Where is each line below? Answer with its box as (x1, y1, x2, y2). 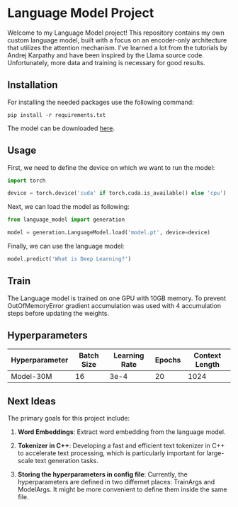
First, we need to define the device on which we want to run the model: (7, 163, 215, 171)
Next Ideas (7, 395, 57, 407)
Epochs (154, 355, 181, 365)
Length (195, 359, 220, 369)
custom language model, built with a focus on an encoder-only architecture (7, 35, 227, 44)
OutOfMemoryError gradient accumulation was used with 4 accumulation (7, 301, 222, 309)
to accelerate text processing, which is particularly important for (17, 449, 205, 457)
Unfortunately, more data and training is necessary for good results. (7, 58, 205, 67)
